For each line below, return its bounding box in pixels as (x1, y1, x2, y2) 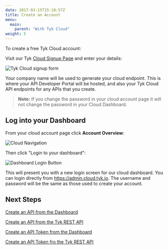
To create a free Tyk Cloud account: (5, 46, 81, 51)
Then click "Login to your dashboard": (5, 150, 86, 156)
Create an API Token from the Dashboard (5, 228, 92, 235)
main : (10, 22, 22, 27)
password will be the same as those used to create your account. (5, 180, 143, 186)
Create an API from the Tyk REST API (5, 219, 83, 225)
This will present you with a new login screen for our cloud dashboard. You (5, 170, 163, 176)
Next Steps (5, 195, 41, 204)
